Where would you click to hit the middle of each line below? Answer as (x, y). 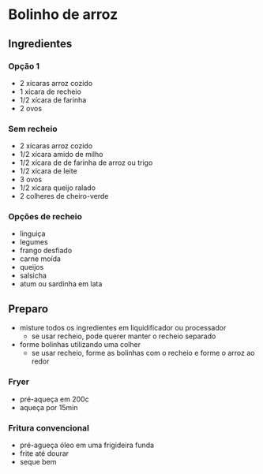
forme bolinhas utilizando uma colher (80, 345)
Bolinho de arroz (63, 15)
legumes (34, 242)
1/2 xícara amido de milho (61, 155)
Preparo (28, 309)
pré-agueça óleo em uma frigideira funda (87, 445)
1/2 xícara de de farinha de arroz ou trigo (86, 162)
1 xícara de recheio (50, 91)
